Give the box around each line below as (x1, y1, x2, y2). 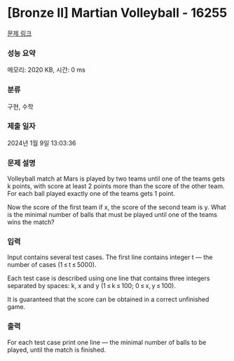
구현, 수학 (7, 102, 34, 110)
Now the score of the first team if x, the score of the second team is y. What (7, 203, 226, 211)
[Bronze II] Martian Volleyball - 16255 (7, 5, 228, 21)
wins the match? (7, 218, 55, 226)
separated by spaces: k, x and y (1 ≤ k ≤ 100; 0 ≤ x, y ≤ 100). (7, 282, 177, 290)
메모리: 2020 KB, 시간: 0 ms (7, 65, 85, 74)
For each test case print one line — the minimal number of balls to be (7, 338, 207, 346)
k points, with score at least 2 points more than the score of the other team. (7, 182, 225, 190)
